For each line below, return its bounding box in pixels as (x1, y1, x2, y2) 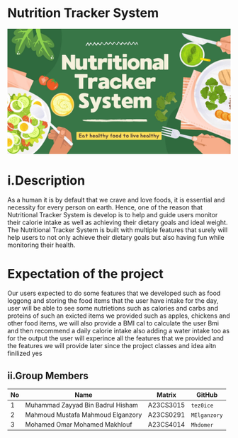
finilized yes (7, 349, 42, 358)
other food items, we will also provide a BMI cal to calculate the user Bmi (7, 319, 220, 328)
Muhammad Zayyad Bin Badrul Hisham (25, 400, 138, 409)
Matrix (157, 391, 177, 399)
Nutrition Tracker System (7, 5, 159, 21)
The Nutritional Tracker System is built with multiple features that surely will (7, 226, 228, 234)
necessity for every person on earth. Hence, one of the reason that (7, 203, 203, 212)
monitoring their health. (7, 241, 76, 249)
